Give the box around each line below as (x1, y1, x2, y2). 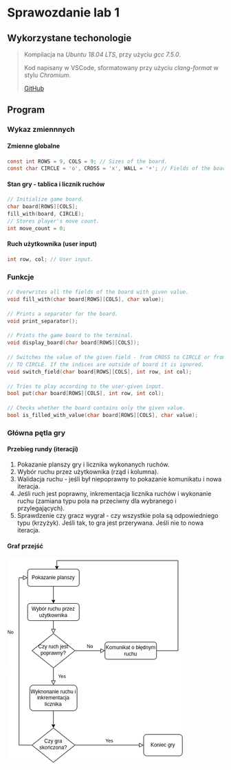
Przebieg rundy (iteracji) (7, 445, 78, 453)
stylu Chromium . (23, 71, 71, 79)
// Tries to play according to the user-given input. (7, 383, 165, 389)
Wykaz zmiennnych (7, 125, 76, 135)
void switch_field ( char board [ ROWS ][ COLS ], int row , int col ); (7, 368, 192, 375)
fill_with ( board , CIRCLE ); (7, 211, 85, 218)
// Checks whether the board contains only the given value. (7, 405, 186, 411)
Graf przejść (7, 541, 43, 550)
